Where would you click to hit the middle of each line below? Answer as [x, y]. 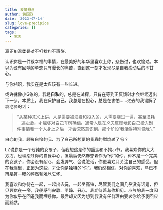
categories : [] [20, 28]
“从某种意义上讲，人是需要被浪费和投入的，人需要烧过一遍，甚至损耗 [86, 117]
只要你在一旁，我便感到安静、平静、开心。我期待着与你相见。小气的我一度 [79, 190]
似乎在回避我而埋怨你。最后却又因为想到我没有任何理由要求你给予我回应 [86, 196]
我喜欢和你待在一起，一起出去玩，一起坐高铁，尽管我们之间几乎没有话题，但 [81, 184]
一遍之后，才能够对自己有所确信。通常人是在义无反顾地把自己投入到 [85, 122]
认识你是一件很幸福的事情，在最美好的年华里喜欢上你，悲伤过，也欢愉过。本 [81, 61]
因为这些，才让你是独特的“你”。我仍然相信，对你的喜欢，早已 [92, 168]
